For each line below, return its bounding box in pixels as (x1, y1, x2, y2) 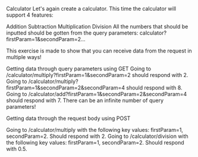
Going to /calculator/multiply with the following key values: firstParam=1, (6, 127, 183, 133)
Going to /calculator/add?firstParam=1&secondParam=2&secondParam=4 (6, 91, 187, 97)
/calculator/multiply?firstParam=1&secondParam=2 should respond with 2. (6, 72, 188, 78)
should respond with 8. (126, 84, 183, 91)
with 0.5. (6, 146, 27, 152)
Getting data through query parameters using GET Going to (6, 65, 152, 72)
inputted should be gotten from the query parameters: (6, 29, 139, 36)
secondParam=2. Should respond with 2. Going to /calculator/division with (6, 133, 188, 140)
